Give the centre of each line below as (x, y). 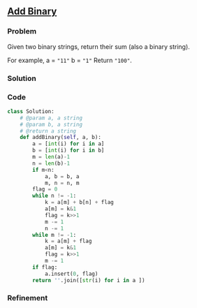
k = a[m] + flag (68, 241)
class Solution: (31, 111)
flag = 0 (45, 189)
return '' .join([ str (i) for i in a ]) (89, 280)
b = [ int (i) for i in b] (68, 151)
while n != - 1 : (54, 196)
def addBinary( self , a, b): (60, 138)
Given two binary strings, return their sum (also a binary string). (98, 46)
